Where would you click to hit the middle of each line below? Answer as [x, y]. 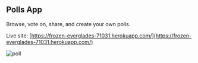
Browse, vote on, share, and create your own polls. [68, 24]
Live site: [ [19, 36]
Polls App [24, 10]
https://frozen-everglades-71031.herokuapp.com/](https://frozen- [111, 36]
